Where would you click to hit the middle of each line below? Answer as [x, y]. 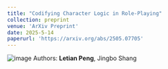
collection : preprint [38, 20]
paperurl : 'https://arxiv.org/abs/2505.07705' [75, 39]
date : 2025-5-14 [30, 32]
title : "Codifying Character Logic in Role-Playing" [85, 13]
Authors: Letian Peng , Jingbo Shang [85, 58]
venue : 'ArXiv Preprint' [43, 26]
